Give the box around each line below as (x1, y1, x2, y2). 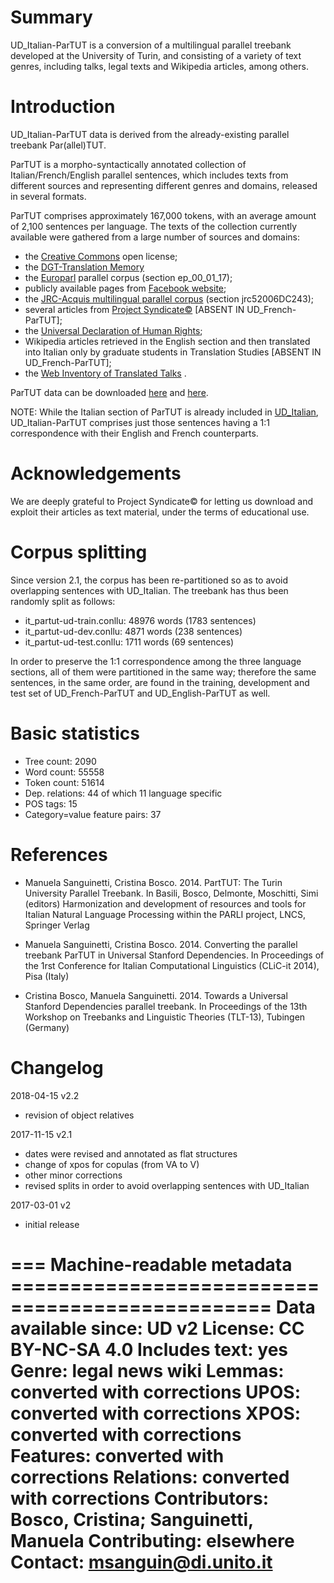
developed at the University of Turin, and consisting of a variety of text (10, 49, 302, 61)
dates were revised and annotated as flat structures (24, 1147, 238, 1160)
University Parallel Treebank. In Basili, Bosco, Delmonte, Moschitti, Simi (24, 887, 319, 899)
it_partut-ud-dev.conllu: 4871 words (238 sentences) (24, 625, 243, 637)
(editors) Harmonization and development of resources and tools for (24, 897, 307, 910)
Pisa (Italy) (24, 970, 70, 982)
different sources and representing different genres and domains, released (10, 179, 318, 191)
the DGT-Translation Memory (24, 261, 145, 273)
